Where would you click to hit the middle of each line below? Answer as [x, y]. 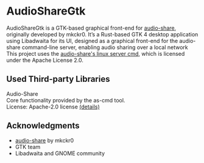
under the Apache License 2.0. [45, 60]
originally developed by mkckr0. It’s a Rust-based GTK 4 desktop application [102, 34]
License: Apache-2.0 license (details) [53, 107]
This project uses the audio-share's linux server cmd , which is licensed [96, 53]
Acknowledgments [43, 126]
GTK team [28, 147]
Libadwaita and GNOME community [60, 153]
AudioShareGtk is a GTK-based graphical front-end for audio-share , [91, 28]
